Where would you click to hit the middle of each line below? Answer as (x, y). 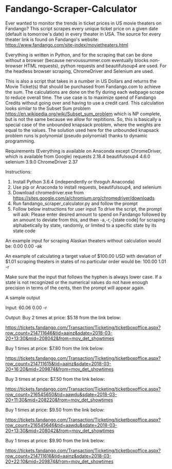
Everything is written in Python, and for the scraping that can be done (79, 55)
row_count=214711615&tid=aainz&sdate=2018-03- (58, 363)
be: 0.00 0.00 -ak (24, 246)
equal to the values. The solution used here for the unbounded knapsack (82, 130)
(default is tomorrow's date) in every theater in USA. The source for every (83, 34)
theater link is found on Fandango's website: (52, 39)
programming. (20, 141)
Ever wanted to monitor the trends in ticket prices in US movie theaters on (83, 23)
